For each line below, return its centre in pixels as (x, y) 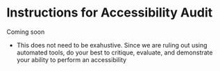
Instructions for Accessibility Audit (110, 13)
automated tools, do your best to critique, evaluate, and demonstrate (115, 52)
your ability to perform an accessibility (71, 59)
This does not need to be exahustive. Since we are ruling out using (112, 45)
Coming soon (26, 32)
